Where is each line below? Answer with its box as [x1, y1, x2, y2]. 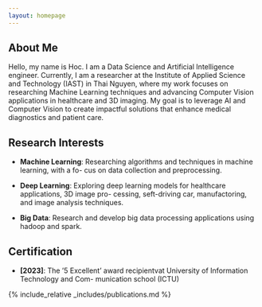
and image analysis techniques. [19, 198, 124, 208]
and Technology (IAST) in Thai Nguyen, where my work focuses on [8, 79, 229, 88]
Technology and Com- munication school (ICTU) [19, 274, 180, 284]
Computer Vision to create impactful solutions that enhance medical [8, 104, 232, 114]
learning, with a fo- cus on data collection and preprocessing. [19, 165, 222, 175]
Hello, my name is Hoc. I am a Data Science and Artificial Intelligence [8, 62, 235, 72]
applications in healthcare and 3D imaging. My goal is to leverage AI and [8, 96, 246, 106]
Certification [8, 244, 73, 258]
